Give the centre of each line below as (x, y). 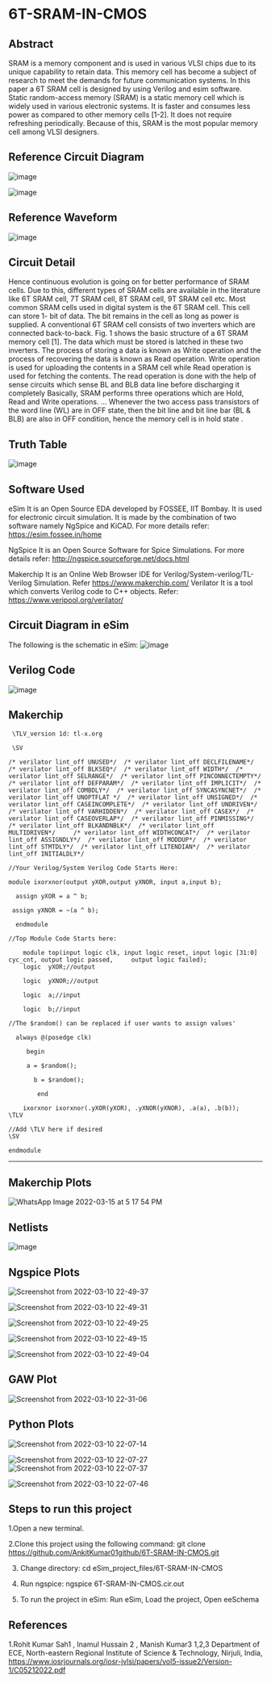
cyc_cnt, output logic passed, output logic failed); (108, 960)
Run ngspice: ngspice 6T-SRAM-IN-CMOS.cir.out (102, 1584)
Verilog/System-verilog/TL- (208, 575)
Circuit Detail (42, 263)
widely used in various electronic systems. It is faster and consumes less (129, 106)
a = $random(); (52, 1065)
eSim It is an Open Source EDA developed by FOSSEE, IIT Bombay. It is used (135, 509)
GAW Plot (33, 1380)
